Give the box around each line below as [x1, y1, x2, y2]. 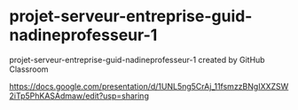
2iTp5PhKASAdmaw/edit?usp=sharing [9, 90, 149, 101]
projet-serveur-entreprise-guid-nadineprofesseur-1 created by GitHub [9, 54, 265, 65]
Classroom [9, 64, 49, 75]
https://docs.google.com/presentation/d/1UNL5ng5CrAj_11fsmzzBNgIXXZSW [9, 81, 289, 91]
